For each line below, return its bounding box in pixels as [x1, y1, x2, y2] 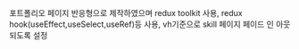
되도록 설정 [9, 30, 48, 40]
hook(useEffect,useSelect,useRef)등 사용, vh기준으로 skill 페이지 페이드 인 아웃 [9, 19, 291, 29]
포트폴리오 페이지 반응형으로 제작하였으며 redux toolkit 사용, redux [9, 8, 243, 18]
